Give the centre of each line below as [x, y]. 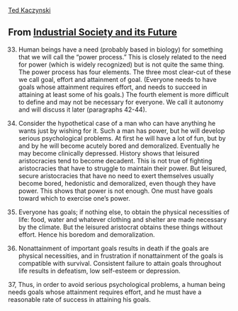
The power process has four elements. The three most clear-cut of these [125, 72]
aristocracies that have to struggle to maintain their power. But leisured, [123, 168]
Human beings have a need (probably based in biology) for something [120, 49]
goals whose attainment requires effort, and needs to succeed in [113, 87]
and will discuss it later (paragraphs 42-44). [83, 110]
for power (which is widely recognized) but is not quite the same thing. [121, 64]
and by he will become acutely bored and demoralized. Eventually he [119, 146]
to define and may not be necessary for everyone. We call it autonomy [121, 102]
